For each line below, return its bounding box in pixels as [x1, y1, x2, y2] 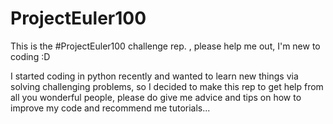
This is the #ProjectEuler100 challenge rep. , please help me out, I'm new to [10, 40, 321, 52]
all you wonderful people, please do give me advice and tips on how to [10, 91, 302, 103]
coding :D [10, 50, 51, 62]
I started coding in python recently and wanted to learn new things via [10, 70, 299, 82]
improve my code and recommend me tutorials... [10, 102, 211, 114]
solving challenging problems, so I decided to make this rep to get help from [10, 80, 324, 92]
